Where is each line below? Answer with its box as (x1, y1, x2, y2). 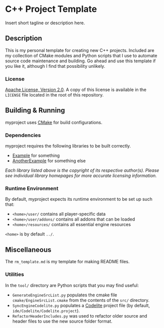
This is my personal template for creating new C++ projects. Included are (5, 47, 155, 53)
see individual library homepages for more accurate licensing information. (5, 173, 157, 179)
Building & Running (5, 106, 65, 115)
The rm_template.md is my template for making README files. (5, 259, 130, 265)
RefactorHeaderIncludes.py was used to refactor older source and (12, 313, 148, 319)
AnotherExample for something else (12, 158, 86, 164)
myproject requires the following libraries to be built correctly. (5, 143, 131, 149)
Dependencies (5, 132, 41, 139)
